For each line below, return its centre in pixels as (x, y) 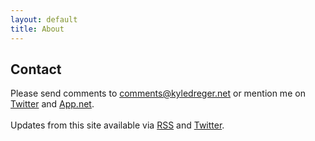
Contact (36, 69)
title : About (37, 29)
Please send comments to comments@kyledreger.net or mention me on (158, 93)
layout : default (44, 19)
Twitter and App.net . (52, 104)
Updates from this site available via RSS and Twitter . (117, 125)
